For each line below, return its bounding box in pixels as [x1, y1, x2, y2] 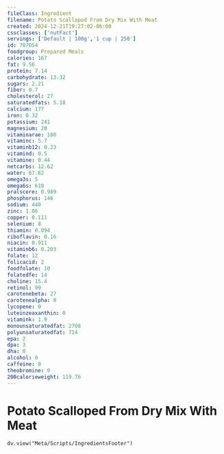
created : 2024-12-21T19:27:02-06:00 [7, 23, 112, 29]
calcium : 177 [7, 106, 45, 112]
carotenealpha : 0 [7, 297, 57, 304]
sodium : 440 [7, 202, 41, 208]
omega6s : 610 [7, 182, 45, 189]
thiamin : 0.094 [7, 227, 51, 234]
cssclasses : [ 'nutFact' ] [7, 29, 78, 36]
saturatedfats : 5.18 [7, 99, 66, 106]
